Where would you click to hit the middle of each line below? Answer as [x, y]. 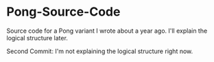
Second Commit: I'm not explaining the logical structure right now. [100, 51]
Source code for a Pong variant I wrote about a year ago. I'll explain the [107, 31]
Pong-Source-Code [63, 12]
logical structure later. [37, 37]
